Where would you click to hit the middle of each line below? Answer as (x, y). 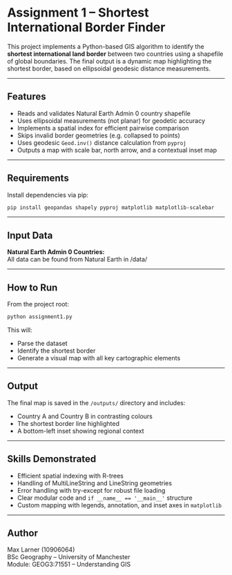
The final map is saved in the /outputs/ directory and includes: (96, 402)
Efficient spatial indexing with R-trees (70, 476)
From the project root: (38, 304)
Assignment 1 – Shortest (78, 13)
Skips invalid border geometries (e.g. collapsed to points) (99, 135)
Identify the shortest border (56, 351)
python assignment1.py (40, 317)
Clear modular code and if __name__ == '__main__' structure (105, 498)
